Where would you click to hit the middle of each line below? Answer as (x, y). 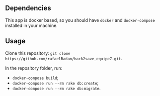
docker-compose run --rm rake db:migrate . (56, 88)
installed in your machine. (32, 25)
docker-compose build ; (35, 78)
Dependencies (28, 8)
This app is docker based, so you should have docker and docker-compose (80, 20)
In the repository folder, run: (34, 68)
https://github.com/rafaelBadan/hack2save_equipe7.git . (64, 58)
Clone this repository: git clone (38, 53)
